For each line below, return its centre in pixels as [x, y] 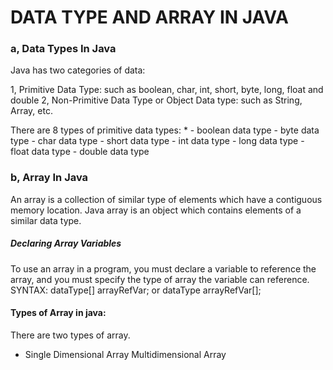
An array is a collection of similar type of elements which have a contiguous [166, 199]
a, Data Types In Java [63, 49]
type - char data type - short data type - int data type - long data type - [157, 141]
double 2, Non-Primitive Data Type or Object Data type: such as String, [156, 100]
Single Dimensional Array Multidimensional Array [125, 354]
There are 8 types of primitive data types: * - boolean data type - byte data [165, 130]
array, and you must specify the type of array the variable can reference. [160, 279]
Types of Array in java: [58, 313]
